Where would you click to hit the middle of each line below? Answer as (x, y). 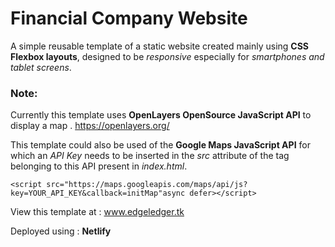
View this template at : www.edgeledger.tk (97, 212)
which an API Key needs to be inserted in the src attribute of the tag (150, 156)
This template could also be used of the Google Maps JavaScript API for (160, 145)
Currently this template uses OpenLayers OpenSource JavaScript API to (161, 115)
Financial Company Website (129, 18)
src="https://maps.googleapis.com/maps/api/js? (147, 185)
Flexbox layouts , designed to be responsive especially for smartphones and (167, 56)
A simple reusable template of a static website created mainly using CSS (160, 46)
